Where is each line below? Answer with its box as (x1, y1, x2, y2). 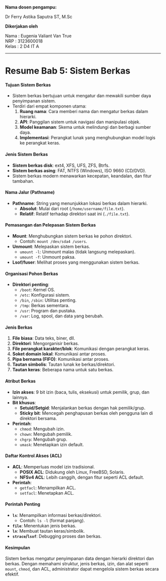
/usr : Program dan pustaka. (19, 308, 77, 314)
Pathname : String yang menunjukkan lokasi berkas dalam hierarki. (12, 200, 148, 206)
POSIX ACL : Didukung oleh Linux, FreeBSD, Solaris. (19, 469, 125, 475)
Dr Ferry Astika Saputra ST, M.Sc (5, 14, 73, 19)
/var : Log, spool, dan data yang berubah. (19, 313, 104, 319)
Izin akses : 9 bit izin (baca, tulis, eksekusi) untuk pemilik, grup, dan (12, 389, 150, 395)
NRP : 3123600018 (5, 38, 43, 44)
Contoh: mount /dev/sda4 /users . (19, 238, 87, 244)
